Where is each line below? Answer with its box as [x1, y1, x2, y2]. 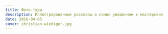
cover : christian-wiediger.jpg [5, 21, 72, 26]
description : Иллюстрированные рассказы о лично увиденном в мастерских [5, 12, 163, 17]
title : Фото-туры [5, 7, 42, 12]
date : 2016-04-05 [5, 16, 42, 21]
